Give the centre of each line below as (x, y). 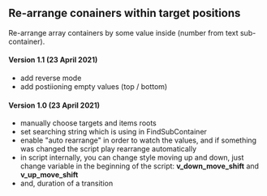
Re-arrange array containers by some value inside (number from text (123, 32)
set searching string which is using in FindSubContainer (113, 132)
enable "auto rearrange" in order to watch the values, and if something (138, 140)
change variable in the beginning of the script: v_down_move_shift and (140, 166)
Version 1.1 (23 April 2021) (53, 60)
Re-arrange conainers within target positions (125, 13)
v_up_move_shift (49, 175)
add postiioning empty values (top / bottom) (94, 87)
